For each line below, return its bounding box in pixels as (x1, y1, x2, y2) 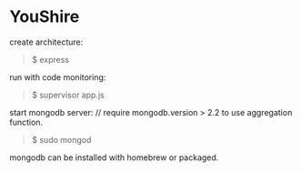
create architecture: (9, 36, 84, 47)
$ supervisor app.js (31, 89, 105, 100)
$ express (31, 54, 70, 65)
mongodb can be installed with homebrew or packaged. (9, 152, 219, 163)
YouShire (9, 6, 80, 27)
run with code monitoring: (9, 71, 106, 83)
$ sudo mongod (31, 134, 92, 145)
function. (9, 116, 44, 127)
